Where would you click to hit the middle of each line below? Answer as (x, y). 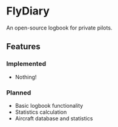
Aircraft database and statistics (54, 118)
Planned (19, 93)
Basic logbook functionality (49, 105)
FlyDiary (28, 11)
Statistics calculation (41, 112)
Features (23, 47)
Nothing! (26, 77)
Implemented (26, 64)
